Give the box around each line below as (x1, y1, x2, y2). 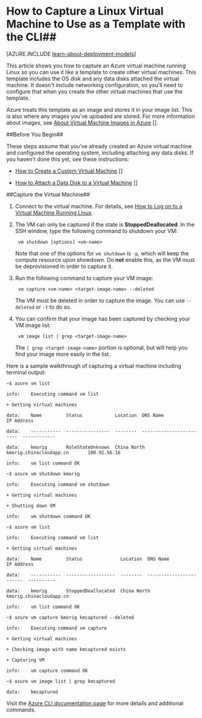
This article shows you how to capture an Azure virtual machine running (6, 62, 186, 69)
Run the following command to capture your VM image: (15, 274, 153, 281)
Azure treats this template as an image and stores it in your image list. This (6, 106, 193, 113)
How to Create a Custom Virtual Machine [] (15, 167, 123, 174)
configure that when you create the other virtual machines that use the (6, 88, 183, 95)
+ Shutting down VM (6, 503, 56, 509)
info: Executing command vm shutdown (6, 482, 110, 488)
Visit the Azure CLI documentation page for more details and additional (6, 699, 184, 706)
